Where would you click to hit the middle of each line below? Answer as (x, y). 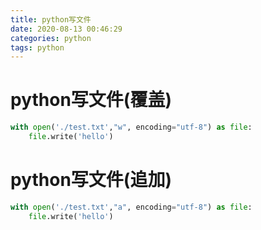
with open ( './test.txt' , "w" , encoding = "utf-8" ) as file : (131, 127)
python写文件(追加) (91, 180)
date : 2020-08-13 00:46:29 (66, 29)
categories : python (51, 38)
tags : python (37, 47)
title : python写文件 (51, 19)
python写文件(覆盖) (91, 100)
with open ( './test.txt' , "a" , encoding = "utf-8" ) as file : (131, 207)
